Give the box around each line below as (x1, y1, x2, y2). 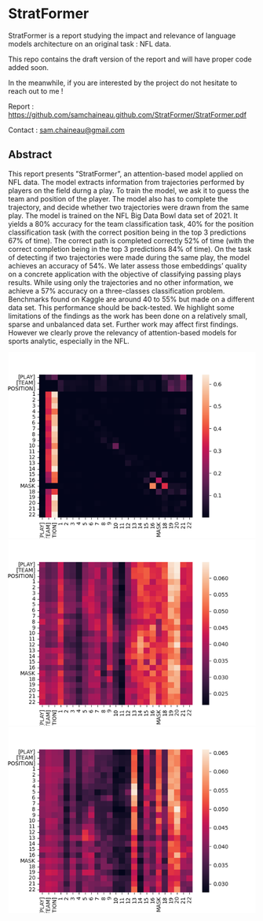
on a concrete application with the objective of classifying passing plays (8, 269, 242, 279)
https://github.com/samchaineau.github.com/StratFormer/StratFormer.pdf (8, 109, 247, 119)
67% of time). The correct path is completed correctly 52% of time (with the (8, 235, 255, 245)
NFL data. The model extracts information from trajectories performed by (8, 177, 245, 187)
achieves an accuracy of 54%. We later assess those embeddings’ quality (8, 261, 247, 270)
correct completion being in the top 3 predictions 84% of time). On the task (8, 244, 252, 253)
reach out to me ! (8, 86, 64, 95)
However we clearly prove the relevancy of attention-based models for (8, 327, 237, 337)
